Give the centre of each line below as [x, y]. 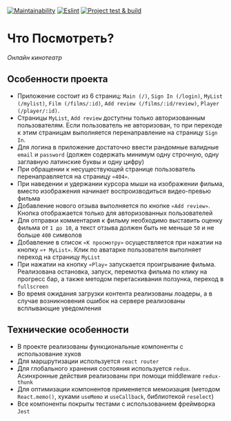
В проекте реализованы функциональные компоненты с [100, 346]
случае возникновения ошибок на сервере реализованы [101, 300]
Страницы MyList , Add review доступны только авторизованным [111, 118]
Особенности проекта [58, 79]
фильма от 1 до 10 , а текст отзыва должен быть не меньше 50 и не [115, 227]
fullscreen [33, 287]
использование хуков [49, 353]
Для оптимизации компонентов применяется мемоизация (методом [119, 389]
